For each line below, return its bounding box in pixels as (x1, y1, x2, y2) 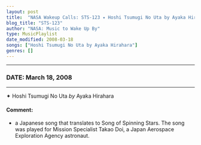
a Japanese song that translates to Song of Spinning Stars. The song (14, 119, 185, 126)
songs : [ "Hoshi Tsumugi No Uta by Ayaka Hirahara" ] (6, 43, 138, 49)
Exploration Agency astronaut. (14, 132, 90, 140)
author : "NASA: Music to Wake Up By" (6, 25, 100, 32)
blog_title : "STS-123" (6, 20, 63, 26)
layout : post (6, 8, 39, 15)
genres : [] (6, 48, 33, 54)
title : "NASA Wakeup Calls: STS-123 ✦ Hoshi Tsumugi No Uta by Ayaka (6, 14, 186, 20)
